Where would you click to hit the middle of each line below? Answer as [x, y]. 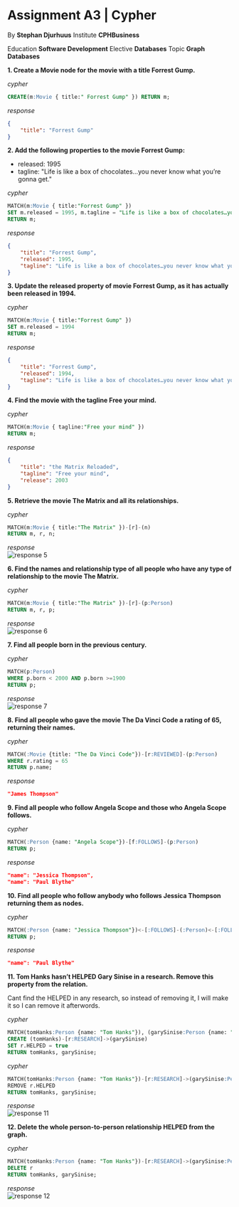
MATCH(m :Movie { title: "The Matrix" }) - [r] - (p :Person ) [90, 603]
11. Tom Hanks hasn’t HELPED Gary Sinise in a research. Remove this [111, 977]
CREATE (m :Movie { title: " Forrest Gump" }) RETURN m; [89, 97]
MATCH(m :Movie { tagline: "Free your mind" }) [76, 427]
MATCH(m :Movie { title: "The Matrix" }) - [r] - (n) [79, 527]
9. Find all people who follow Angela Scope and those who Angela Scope [117, 808]
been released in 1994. [42, 294]
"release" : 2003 [44, 480]
